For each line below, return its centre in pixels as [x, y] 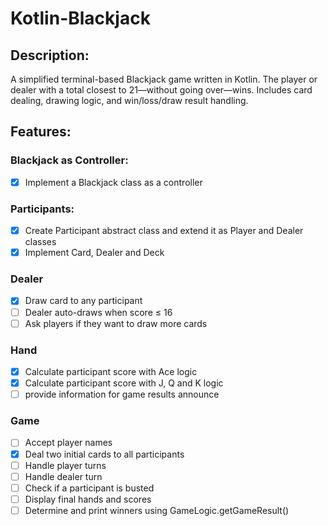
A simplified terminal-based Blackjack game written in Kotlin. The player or [164, 79]
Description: [50, 55]
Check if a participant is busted [89, 488]
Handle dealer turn [63, 476]
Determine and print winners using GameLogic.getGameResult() [157, 510]
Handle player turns [65, 465]
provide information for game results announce [122, 394]
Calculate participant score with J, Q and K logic [124, 383]
